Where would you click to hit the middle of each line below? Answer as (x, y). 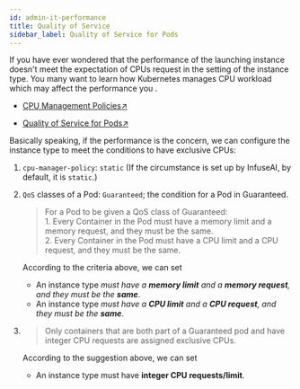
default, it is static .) (60, 177)
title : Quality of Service (60, 26)
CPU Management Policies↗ (75, 106)
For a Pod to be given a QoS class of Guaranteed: (136, 212)
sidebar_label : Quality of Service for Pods (94, 34)
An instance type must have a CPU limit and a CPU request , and (156, 304)
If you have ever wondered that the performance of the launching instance (147, 60)
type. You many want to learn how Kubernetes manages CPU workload (141, 79)
